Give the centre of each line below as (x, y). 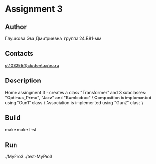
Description (23, 81)
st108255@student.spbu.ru (32, 65)
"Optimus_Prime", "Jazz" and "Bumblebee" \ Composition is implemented (78, 98)
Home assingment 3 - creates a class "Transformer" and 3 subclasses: (76, 92)
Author (16, 27)
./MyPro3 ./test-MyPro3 (29, 157)
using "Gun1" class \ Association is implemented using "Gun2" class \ (74, 102)
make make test (21, 130)
